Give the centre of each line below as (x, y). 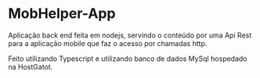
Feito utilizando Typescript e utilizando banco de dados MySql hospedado (128, 58)
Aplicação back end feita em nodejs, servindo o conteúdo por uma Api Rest (130, 35)
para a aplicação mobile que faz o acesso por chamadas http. (108, 43)
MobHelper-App (62, 14)
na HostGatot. (31, 66)
